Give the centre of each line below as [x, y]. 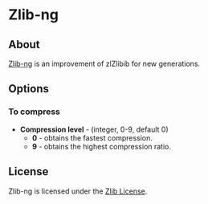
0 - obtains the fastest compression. [92, 137]
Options [29, 89]
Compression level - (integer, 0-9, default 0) [94, 129]
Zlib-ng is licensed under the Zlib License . [78, 191]
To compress [34, 112]
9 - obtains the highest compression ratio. [101, 146]
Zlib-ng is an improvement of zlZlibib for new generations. [104, 63]
